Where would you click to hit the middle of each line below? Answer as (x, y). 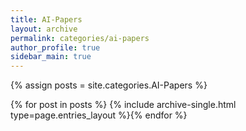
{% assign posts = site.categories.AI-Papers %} (109, 85)
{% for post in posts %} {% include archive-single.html (123, 105)
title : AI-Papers (46, 19)
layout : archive (44, 29)
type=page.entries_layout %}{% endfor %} (99, 115)
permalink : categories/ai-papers (80, 38)
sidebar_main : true (51, 57)
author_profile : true (55, 47)
